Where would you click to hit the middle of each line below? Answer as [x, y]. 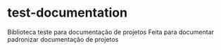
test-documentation [68, 13]
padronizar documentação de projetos [63, 39]
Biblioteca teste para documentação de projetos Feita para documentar [111, 32]
